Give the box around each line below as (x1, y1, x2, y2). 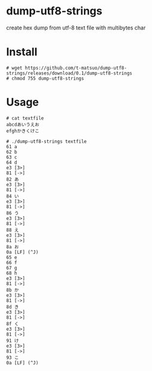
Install (6, 45, 38, 59)
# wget (6, 65, 23, 71)
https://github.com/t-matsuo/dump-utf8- (25, 65, 127, 71)
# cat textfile (6, 115, 44, 121)
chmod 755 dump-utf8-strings (11, 75, 84, 82)
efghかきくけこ (6, 128, 40, 134)
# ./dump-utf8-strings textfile (6, 138, 87, 145)
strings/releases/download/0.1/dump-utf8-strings (6, 70, 133, 76)
